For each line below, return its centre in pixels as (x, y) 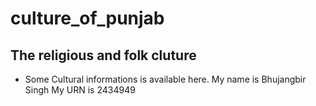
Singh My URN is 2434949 (80, 90)
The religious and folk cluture (103, 55)
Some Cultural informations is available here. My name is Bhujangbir (165, 79)
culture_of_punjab (87, 18)
